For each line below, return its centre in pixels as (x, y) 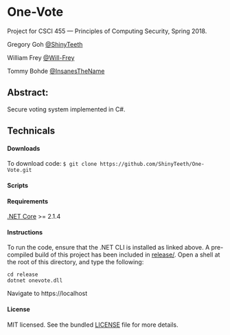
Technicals (31, 131)
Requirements (28, 201)
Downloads (24, 148)
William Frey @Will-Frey (41, 57)
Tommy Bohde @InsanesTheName (56, 71)
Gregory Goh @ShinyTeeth (45, 44)
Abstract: (28, 93)
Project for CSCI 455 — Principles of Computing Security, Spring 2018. (107, 31)
